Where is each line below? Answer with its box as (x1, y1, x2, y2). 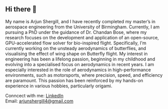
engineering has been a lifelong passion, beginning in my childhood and (5, 56, 155, 62)
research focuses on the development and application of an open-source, (5, 34, 159, 40)
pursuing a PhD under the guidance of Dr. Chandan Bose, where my (5, 29, 147, 35)
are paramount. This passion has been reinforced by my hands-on (5, 77, 143, 83)
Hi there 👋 (5, 5, 37, 14)
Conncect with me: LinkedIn (5, 92, 64, 98)
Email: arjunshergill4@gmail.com (5, 98, 73, 104)
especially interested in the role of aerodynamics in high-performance (5, 67, 151, 73)
